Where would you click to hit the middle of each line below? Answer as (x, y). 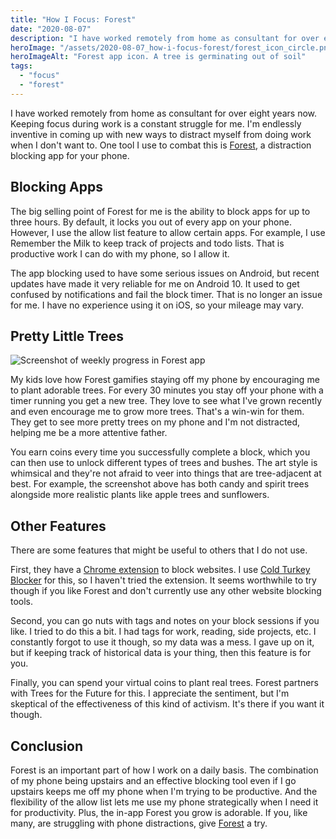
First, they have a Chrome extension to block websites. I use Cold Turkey (160, 570)
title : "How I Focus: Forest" (73, 19)
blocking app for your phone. (70, 155)
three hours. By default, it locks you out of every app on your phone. (151, 222)
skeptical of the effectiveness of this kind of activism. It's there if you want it (167, 704)
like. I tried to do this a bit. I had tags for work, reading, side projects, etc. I (163, 632)
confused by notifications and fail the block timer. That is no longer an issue (166, 294)
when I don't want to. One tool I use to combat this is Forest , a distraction (161, 145)
